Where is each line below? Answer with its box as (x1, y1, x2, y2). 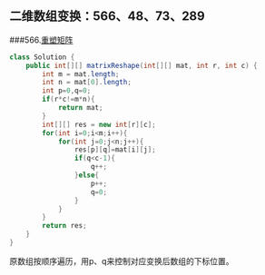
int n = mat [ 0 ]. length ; (42, 78, 132, 87)
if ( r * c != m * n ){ (42, 94, 95, 104)
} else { (74, 171, 100, 180)
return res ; (42, 221, 88, 231)
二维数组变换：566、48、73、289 (9, 8, 206, 25)
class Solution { (9, 53, 75, 62)
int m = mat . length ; (42, 69, 120, 79)
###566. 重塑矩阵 (9, 34, 74, 45)
